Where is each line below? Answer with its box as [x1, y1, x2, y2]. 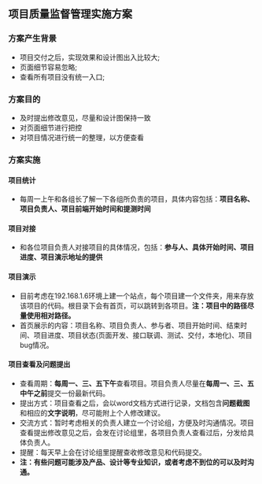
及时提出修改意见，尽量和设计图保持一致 [19, 113, 151, 122]
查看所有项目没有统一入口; [19, 72, 105, 81]
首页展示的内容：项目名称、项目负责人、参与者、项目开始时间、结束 [19, 320, 241, 330]
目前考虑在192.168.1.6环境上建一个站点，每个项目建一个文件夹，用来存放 [19, 290, 254, 301]
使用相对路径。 [26, 310, 76, 320]
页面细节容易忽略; [19, 62, 78, 72]
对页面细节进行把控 [19, 123, 83, 132]
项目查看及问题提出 [8, 360, 71, 369]
